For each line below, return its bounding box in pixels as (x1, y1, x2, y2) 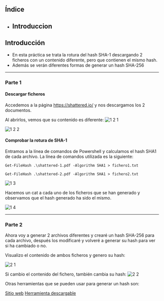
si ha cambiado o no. (5, 243, 47, 249)
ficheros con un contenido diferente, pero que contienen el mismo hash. (12, 57, 158, 63)
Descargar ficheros (5, 91, 45, 97)
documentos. (5, 107, 32, 113)
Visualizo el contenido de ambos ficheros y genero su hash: (5, 252, 125, 258)
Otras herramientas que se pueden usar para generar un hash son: (5, 281, 140, 287)
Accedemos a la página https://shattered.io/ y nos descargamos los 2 (5, 102, 145, 108)
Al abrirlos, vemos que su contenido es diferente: (5, 117, 104, 123)
